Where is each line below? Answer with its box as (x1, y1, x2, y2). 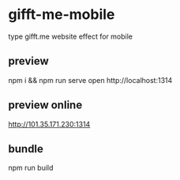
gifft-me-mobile (8, 6, 115, 24)
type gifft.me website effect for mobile (8, 32, 133, 41)
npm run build (8, 163, 54, 173)
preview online (8, 99, 83, 112)
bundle (8, 142, 43, 156)
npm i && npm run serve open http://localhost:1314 (8, 75, 173, 84)
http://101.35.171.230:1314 (8, 119, 91, 129)
